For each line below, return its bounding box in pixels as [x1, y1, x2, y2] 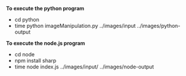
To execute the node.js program [6, 40, 85, 46]
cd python [14, 16, 40, 23]
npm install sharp [14, 57, 57, 64]
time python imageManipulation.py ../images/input [14, 23, 136, 29]
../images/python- [137, 23, 181, 29]
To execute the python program [6, 5, 85, 12]
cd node [14, 51, 35, 57]
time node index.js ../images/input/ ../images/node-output [14, 63, 154, 70]
